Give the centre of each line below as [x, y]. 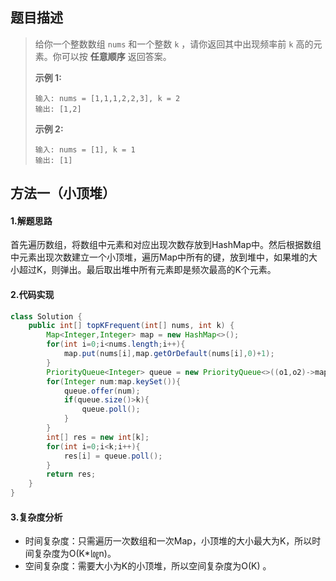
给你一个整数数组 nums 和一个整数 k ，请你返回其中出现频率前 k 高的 [174, 44]
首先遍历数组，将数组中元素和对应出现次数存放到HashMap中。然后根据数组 [166, 245]
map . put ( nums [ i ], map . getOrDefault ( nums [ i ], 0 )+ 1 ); [169, 354]
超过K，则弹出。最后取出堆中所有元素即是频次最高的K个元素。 [147, 270]
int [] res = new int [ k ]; [98, 437]
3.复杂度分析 [36, 517]
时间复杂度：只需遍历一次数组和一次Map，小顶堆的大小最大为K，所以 [168, 541]
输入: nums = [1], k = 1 [85, 149]
